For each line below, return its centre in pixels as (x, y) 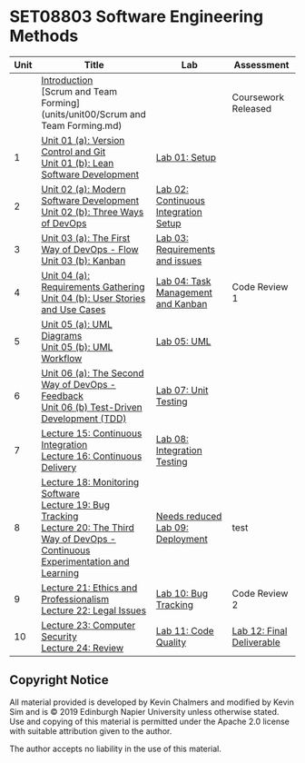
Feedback (62, 395)
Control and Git (73, 152)
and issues (179, 261)
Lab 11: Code (185, 630)
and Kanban (182, 303)
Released (252, 108)
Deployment (182, 539)
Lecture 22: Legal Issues (93, 610)
